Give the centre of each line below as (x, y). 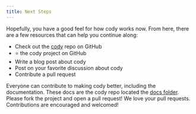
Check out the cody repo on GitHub (58, 46)
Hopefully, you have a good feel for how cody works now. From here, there (98, 28)
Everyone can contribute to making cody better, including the (81, 85)
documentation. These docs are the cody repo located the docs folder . (93, 92)
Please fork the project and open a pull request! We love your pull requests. (98, 98)
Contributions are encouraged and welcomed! (62, 104)
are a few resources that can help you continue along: (72, 35)
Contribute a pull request (45, 74)
